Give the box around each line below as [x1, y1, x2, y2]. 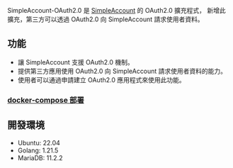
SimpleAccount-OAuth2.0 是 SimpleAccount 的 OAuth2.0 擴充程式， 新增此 [7, 6, 226, 14]
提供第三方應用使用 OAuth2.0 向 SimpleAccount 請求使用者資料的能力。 [17, 67, 227, 75]
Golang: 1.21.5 [17, 146, 59, 155]
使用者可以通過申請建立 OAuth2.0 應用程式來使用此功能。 [17, 75, 186, 84]
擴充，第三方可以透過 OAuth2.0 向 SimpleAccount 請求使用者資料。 [7, 15, 204, 23]
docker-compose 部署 [7, 95, 84, 105]
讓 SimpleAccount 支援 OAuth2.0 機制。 [17, 57, 135, 66]
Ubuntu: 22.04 [17, 138, 60, 147]
